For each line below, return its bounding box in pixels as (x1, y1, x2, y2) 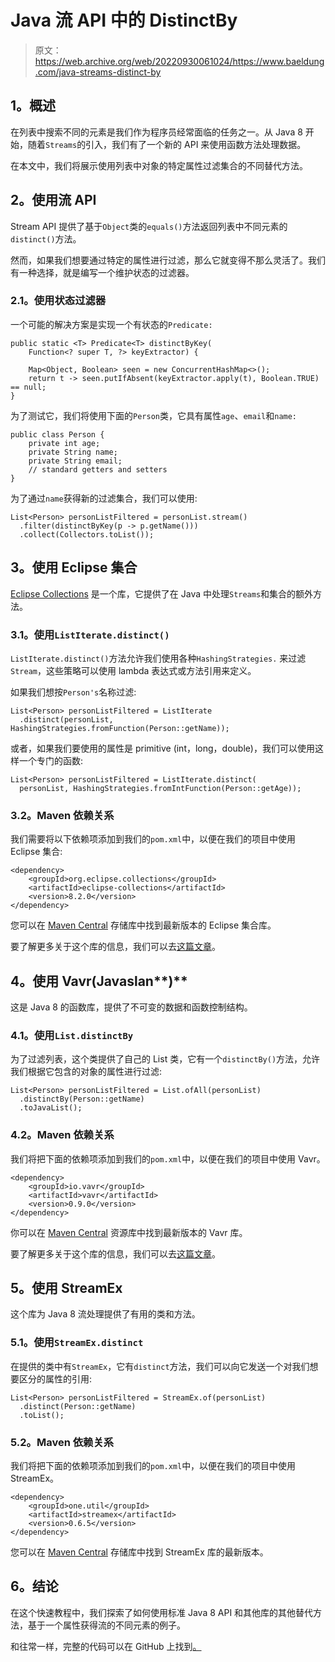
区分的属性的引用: (18, 1372, 93, 1385)
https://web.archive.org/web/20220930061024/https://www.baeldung (34, 55, 325, 67)
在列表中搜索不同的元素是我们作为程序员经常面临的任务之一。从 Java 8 (10, 126, 303, 138)
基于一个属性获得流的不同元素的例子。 (27, 1619, 186, 1631)
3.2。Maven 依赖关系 (10, 808, 115, 822)
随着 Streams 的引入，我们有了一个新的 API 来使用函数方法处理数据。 (27, 138, 307, 150)
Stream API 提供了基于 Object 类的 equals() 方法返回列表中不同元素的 (10, 220, 288, 232)
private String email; (28, 456, 123, 466)
